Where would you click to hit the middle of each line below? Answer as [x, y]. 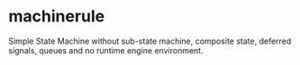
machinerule [57, 16]
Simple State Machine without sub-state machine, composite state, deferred [150, 41]
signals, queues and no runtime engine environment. [106, 50]
